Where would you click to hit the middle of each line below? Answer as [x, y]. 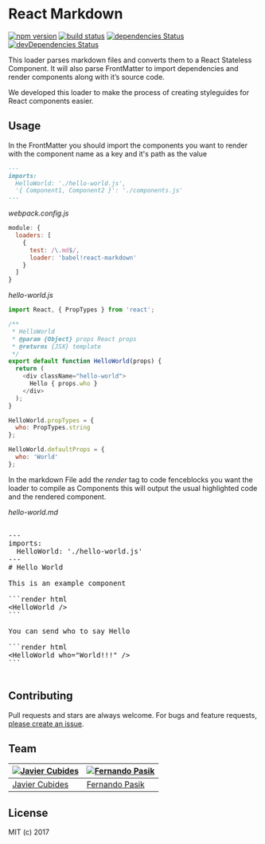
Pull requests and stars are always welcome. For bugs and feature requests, [132, 715]
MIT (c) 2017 [29, 832]
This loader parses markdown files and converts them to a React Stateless [130, 60]
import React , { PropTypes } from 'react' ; [82, 310]
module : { [25, 228]
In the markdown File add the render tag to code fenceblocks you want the [131, 479]
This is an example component [67, 583]
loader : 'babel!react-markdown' [83, 258]
